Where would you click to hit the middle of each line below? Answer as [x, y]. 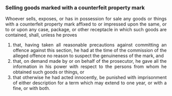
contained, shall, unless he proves [41, 35]
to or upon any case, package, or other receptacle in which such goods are [86, 30]
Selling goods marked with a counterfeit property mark [75, 8]
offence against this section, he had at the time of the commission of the [90, 51]
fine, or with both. [31, 88]
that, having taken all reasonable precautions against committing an [90, 45]
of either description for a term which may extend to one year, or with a [90, 83]
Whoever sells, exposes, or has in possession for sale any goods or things [86, 19]
